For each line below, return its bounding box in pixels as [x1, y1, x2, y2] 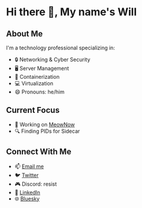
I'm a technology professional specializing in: [6, 44, 116, 51]
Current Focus [6, 105, 60, 115]
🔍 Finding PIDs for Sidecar [14, 128, 80, 135]
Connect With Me [6, 147, 72, 157]
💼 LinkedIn [14, 189, 40, 196]
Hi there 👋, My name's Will [6, 5, 137, 19]
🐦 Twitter [14, 172, 39, 179]
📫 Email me [14, 163, 44, 170]
